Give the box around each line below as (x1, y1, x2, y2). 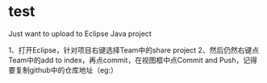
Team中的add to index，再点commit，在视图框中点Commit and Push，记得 (8, 55, 258, 65)
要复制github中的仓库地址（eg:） (8, 65, 119, 74)
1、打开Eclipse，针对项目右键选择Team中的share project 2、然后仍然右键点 (8, 45, 260, 54)
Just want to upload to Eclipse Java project (8, 29, 152, 38)
